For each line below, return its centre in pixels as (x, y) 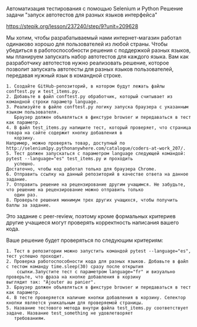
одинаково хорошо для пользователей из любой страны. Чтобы (87, 44)
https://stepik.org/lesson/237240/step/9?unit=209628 (72, 26)
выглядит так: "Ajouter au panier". (51, 282)
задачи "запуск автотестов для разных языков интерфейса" (82, 15)
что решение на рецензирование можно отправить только (75, 190)
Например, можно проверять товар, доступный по (66, 143)
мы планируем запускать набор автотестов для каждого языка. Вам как (97, 56)
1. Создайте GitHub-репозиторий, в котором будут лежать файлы (86, 86)
